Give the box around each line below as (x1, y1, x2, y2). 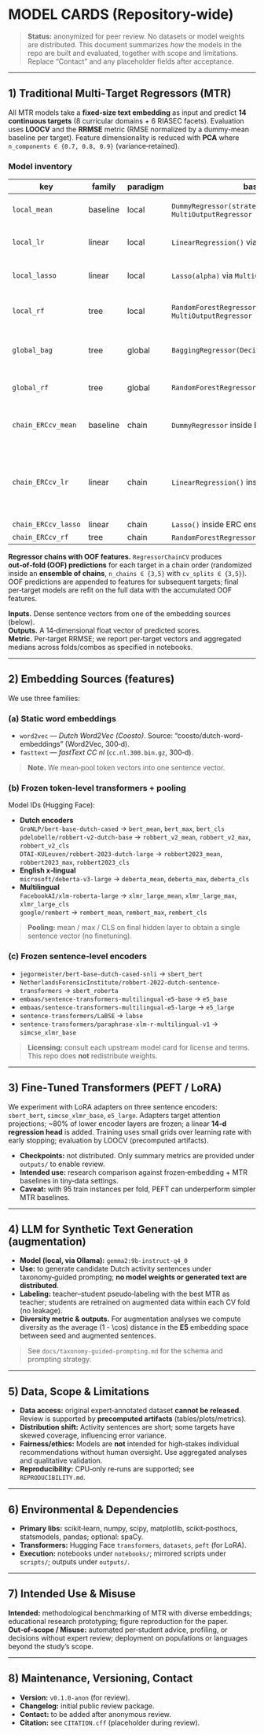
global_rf (12, 383, 49, 393)
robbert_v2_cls (19, 842, 70, 851)
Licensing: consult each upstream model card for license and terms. (27, 1043, 250, 1052)
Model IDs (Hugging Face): (8, 800, 96, 810)
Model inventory (8, 161, 73, 172)
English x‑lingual (19, 866, 76, 875)
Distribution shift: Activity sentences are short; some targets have (19, 1423, 236, 1432)
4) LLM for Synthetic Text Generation (8, 1222, 194, 1236)
